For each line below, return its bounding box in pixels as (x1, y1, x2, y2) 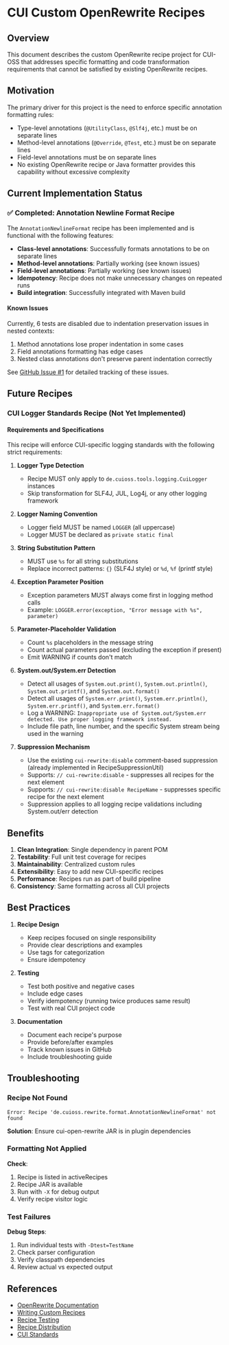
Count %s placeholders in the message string (27, 638, 154, 647)
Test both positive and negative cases (27, 982, 135, 990)
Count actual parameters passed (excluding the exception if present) (27, 646, 222, 654)
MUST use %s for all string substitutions (27, 557, 138, 565)
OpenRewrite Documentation (16, 1301, 99, 1309)
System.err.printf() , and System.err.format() (27, 701, 160, 710)
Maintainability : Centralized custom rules (16, 860, 136, 868)
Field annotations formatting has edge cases (16, 347, 143, 356)
